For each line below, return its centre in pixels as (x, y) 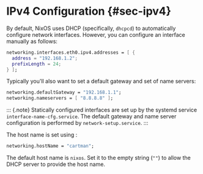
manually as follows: (32, 41)
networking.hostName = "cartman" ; (50, 146)
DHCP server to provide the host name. (56, 164)
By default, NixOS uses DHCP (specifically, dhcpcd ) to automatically (91, 28)
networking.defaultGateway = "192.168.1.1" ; (64, 93)
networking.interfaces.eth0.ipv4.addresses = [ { (71, 52)
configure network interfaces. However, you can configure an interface (96, 34)
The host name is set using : (42, 135)
